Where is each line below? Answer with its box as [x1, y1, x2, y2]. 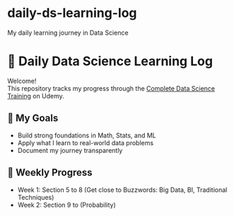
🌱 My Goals [7, 112, 59, 125]
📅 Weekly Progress [7, 166, 93, 178]
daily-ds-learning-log [7, 5, 137, 21]
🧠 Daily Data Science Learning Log [7, 53, 213, 69]
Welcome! [7, 76, 37, 85]
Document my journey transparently [17, 146, 123, 154]
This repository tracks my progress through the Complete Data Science [7, 84, 216, 93]
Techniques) [17, 193, 54, 201]
